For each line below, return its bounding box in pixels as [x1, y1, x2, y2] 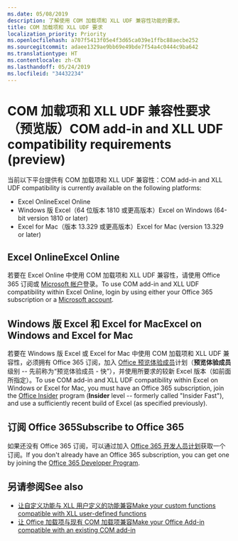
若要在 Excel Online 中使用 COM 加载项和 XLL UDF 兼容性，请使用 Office [7, 271, 220, 280]
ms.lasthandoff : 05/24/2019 [7, 63, 91, 70]
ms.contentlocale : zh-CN [7, 57, 81, 64]
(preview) [7, 151, 66, 167]
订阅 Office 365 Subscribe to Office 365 [7, 421, 185, 434]
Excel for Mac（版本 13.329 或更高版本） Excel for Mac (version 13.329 [17, 222, 224, 231]
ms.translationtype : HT [7, 51, 78, 58]
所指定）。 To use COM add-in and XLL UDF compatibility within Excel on [7, 376, 219, 384]
